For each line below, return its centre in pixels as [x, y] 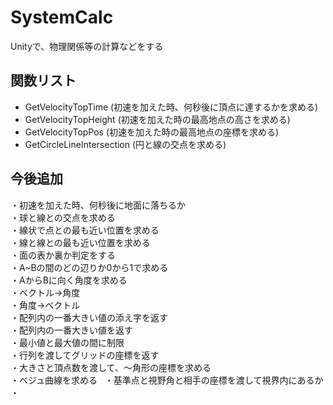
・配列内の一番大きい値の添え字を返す [89, 317]
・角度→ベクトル [45, 305]
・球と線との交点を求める [63, 217]
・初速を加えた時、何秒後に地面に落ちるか [98, 205]
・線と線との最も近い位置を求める [80, 242]
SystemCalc [62, 17]
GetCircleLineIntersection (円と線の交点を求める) [125, 144]
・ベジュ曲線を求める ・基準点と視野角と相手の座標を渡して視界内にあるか [167, 380]
